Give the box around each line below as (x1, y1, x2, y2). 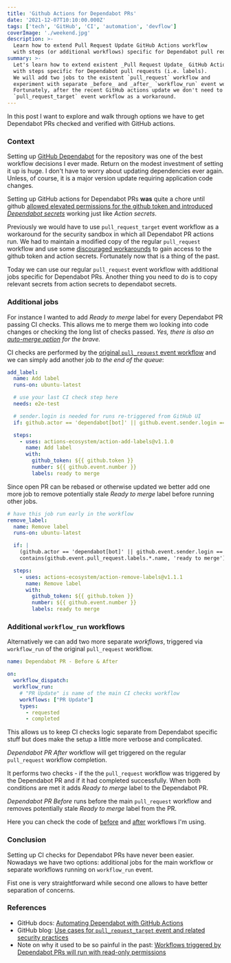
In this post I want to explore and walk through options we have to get (7, 112, 205, 120)
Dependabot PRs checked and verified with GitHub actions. (7, 120, 175, 127)
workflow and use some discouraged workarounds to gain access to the (7, 245, 212, 253)
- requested (25, 709, 60, 716)
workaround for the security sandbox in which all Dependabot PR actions (7, 230, 214, 238)
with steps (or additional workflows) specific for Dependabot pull (13, 49, 214, 56)
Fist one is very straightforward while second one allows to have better (7, 878, 208, 887)
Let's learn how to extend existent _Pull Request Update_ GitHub (13, 61, 208, 68)
